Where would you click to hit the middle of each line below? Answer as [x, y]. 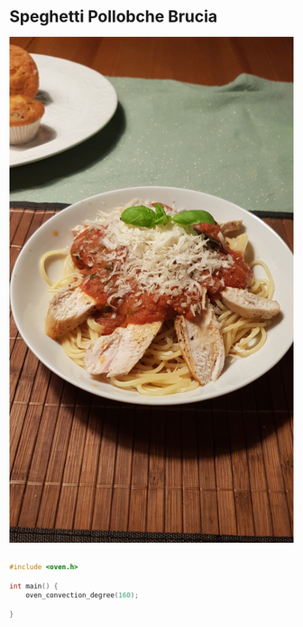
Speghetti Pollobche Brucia [114, 17]
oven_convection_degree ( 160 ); [83, 595]
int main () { [34, 586]
